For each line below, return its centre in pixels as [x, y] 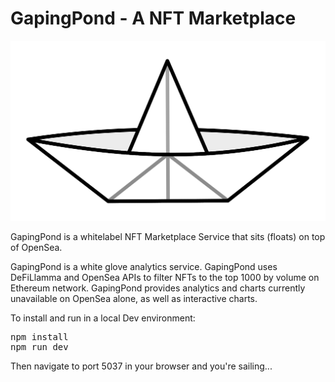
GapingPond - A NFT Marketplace [153, 18]
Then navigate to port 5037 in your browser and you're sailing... [141, 366]
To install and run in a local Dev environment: [103, 318]
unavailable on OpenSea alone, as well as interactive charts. [134, 298]
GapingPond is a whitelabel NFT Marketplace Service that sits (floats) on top [168, 236]
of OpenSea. [36, 247]
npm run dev [39, 346]
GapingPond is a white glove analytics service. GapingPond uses [144, 266]
